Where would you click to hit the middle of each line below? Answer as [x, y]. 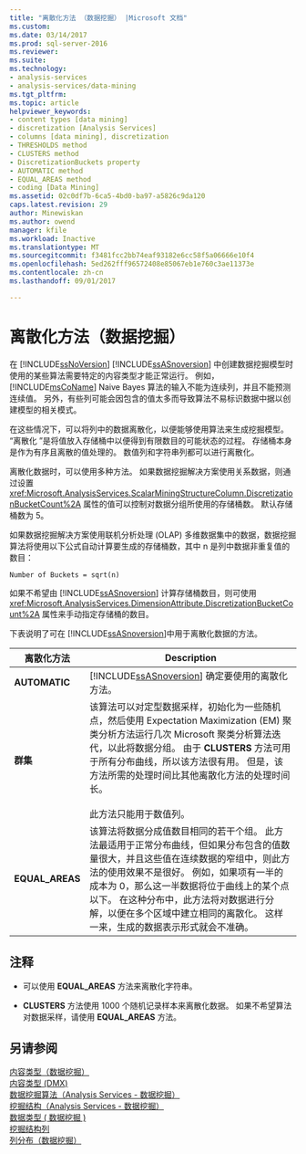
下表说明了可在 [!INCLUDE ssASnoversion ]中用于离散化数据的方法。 [136, 633]
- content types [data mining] [69, 120]
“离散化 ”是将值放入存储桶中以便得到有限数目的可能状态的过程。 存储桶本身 [151, 440]
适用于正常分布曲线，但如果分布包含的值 [194, 845]
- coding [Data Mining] [55, 188]
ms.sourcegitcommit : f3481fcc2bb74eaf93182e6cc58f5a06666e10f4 [132, 256]
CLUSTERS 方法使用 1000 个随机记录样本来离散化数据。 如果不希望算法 [157, 1005]
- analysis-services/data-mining [73, 86]
